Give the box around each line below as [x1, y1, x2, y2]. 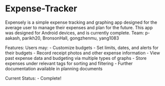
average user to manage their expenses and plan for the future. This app [5, 24, 153, 30]
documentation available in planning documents [5, 65, 103, 72]
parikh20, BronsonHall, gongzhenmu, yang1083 [22, 35, 120, 41]
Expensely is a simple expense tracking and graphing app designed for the [5, 19, 157, 25]
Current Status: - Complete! [5, 75, 62, 81]
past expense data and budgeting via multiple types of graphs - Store [5, 55, 147, 61]
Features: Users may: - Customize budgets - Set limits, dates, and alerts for [5, 44, 159, 50]
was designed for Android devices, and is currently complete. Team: [5, 30, 144, 36]
